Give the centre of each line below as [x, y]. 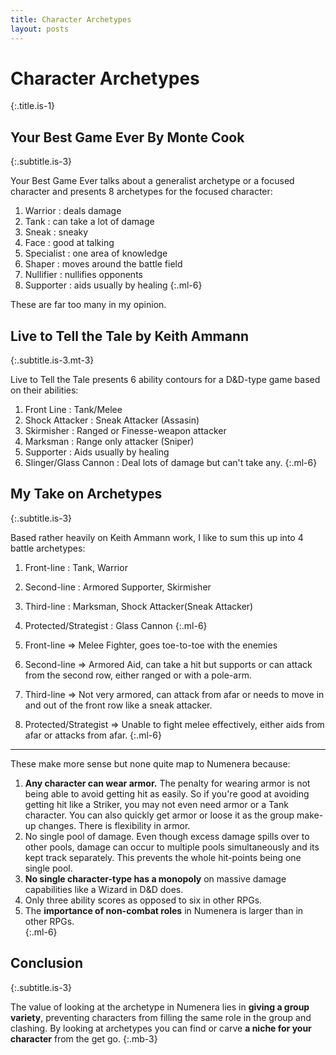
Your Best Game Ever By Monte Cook [127, 137]
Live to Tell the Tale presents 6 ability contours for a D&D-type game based [165, 380]
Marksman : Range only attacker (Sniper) [109, 442]
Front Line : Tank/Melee [73, 410]
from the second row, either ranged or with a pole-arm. [138, 675]
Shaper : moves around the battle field [103, 264]
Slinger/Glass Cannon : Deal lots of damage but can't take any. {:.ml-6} [171, 463]
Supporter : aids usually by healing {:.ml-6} [113, 285]
